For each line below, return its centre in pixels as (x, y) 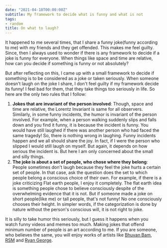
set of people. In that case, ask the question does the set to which (80, 172)
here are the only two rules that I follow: (46, 94)
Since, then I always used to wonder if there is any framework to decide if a (83, 53)
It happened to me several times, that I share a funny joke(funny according (82, 42)
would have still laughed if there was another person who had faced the (86, 130)
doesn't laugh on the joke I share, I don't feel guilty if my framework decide (82, 84)
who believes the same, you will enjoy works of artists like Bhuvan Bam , (79, 235)
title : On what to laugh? (32, 28)
